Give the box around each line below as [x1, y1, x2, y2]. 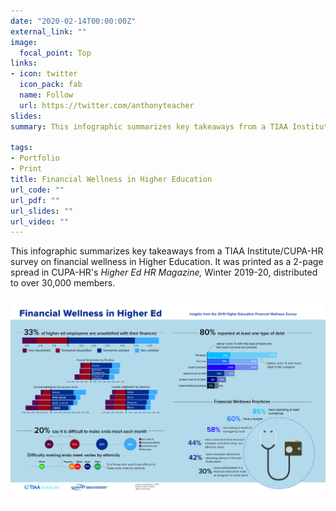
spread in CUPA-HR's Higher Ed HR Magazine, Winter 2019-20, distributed [10, 266, 318, 279]
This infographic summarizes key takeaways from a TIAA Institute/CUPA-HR [10, 245, 324, 257]
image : [10, 37, 38, 47]
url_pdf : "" [10, 195, 60, 205]
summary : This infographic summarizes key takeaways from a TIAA [10, 121, 288, 132]
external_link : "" [10, 26, 87, 37]
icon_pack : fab [19, 80, 83, 90]
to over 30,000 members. [10, 277, 116, 289]
